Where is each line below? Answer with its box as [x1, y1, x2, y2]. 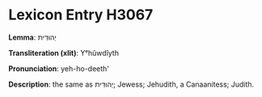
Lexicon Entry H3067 [8, 6, 154, 24]
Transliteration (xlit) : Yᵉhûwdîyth [8, 48, 120, 57]
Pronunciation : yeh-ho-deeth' [8, 63, 110, 74]
